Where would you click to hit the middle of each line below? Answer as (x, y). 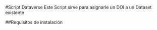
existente (15, 12)
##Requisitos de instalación (34, 22)
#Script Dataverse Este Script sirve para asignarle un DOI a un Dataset (78, 7)
